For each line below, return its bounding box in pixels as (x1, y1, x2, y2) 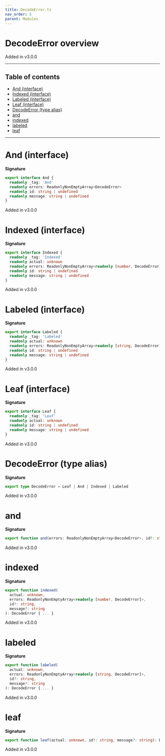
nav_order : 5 (5, 12, 32, 17)
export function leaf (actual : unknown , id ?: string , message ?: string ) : (5, 737, 157, 743)
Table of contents (5, 72, 60, 81)
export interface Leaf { (5, 409, 56, 414)
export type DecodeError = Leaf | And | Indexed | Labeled (5, 484, 129, 489)
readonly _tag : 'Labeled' (9, 334, 63, 339)
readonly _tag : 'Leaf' (9, 414, 56, 419)
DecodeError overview (5, 37, 99, 49)
